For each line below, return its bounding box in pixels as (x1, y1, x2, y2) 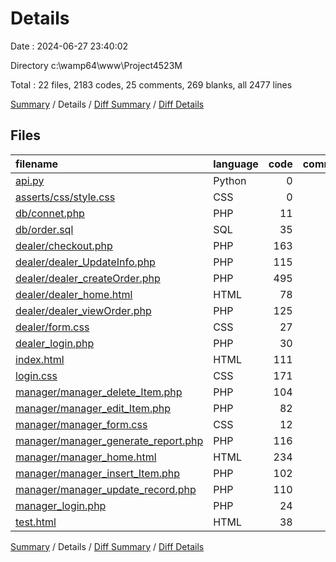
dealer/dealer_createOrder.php (15, 271, 161, 285)
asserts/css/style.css (15, 190, 116, 204)
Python (213, 173, 247, 187)
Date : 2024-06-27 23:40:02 (10, 40, 129, 52)
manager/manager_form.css (15, 417, 148, 431)
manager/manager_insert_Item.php (15, 466, 181, 480)
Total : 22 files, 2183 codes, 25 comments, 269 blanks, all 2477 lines (10, 78, 293, 91)
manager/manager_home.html (15, 450, 157, 464)
